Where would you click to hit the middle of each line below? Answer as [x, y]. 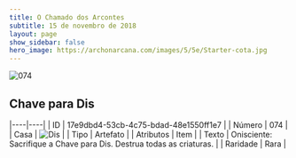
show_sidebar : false [47, 42]
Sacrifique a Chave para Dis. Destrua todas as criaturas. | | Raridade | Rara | [148, 144]
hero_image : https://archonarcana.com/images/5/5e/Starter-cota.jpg [138, 51]
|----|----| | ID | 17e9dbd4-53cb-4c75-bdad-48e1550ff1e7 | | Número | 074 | [148, 124]
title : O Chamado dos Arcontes [67, 17]
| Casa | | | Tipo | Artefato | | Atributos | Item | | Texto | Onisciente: [141, 134]
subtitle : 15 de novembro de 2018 [73, 26]
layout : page [33, 34]
